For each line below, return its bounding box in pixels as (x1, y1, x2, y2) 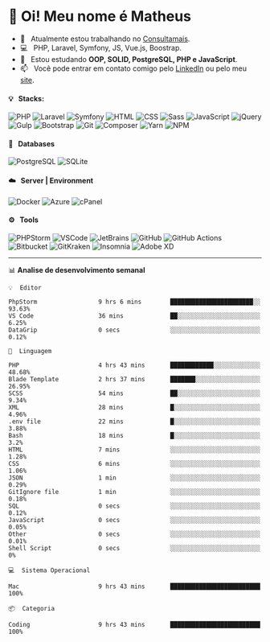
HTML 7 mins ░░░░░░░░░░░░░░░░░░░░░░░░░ (8, 446, 261, 454)
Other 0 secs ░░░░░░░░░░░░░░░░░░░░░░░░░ (8, 530, 261, 538)
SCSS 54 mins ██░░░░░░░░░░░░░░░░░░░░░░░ (8, 389, 261, 397)
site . (19, 75, 35, 84)
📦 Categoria (8, 604, 55, 612)
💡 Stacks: (8, 93, 45, 103)
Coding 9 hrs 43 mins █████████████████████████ (8, 620, 261, 628)
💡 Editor (8, 283, 42, 292)
